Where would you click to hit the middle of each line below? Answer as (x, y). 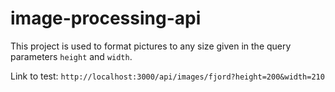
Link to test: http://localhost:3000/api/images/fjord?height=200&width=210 (167, 76)
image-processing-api (106, 18)
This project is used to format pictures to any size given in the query (151, 46)
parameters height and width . (71, 56)
